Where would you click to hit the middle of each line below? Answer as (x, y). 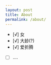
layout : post (19, 10)
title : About (19, 15)
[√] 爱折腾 (23, 47)
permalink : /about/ (26, 19)
